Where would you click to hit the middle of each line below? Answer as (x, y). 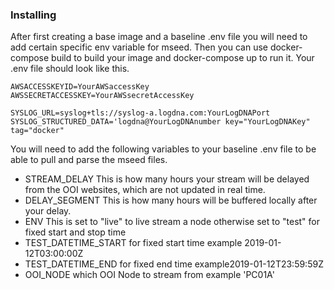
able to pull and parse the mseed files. (89, 160)
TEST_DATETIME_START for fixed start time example (133, 243)
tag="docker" (37, 131)
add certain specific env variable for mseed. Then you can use (139, 47)
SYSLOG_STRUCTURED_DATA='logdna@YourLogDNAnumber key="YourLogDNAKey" (160, 122)
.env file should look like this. (70, 69)
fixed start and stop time (75, 232)
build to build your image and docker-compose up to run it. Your (183, 58)
